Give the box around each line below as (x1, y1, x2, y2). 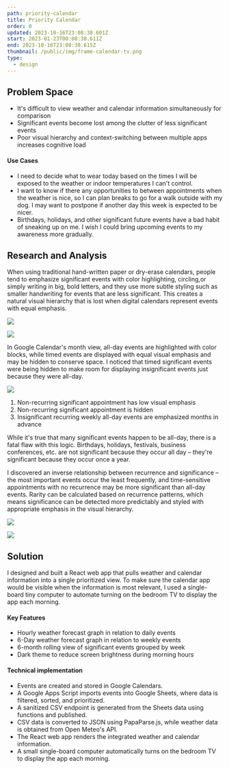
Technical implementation (7, 666, 83, 675)
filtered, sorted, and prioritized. (16, 696, 105, 704)
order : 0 (7, 23, 32, 29)
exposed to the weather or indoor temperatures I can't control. (16, 179, 193, 187)
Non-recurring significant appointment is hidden (16, 405, 154, 414)
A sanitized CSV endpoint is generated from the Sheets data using (16, 703, 204, 711)
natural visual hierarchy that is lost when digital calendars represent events (7, 297, 218, 305)
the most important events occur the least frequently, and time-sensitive (7, 476, 211, 484)
